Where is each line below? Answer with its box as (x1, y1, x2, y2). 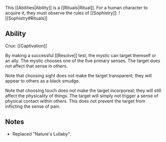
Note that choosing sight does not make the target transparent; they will (5, 72, 152, 78)
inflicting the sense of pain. (5, 103, 61, 109)
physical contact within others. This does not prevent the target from (5, 98, 146, 104)
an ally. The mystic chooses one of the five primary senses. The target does (5, 58, 161, 64)
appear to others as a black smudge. (5, 77, 80, 84)
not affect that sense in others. (5, 63, 68, 69)
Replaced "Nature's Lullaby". (12, 131, 71, 137)
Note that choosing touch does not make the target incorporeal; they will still (5, 87, 162, 93)
